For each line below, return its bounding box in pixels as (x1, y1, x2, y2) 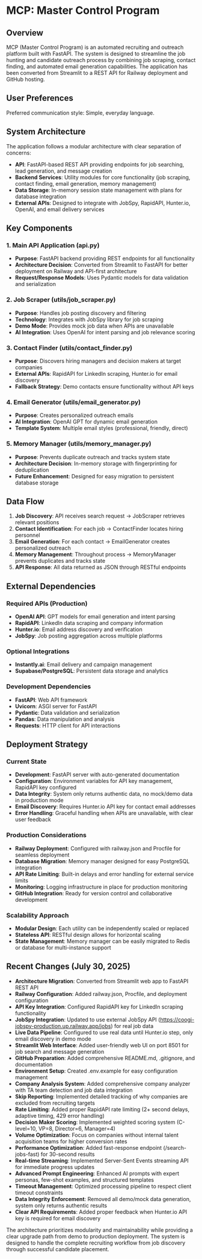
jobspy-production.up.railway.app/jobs (14, 1022, 111, 1029)
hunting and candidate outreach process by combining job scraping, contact (6, 57, 196, 63)
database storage (14, 479, 59, 486)
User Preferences (6, 93, 73, 103)
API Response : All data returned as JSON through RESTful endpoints (14, 563, 186, 571)
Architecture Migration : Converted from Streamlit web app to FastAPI (14, 977, 189, 985)
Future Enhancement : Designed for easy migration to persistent (14, 472, 174, 480)
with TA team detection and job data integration (14, 1086, 133, 1094)
